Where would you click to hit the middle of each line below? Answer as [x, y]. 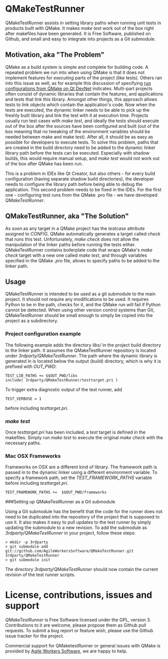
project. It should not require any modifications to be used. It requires [77, 299]
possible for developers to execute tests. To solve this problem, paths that [82, 142]
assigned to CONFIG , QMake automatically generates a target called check [83, 233]
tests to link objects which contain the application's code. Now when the [80, 105]
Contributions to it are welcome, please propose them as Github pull [76, 625]
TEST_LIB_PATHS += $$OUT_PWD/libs [41, 375]
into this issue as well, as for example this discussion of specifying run [78, 83]
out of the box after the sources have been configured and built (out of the [82, 126]
